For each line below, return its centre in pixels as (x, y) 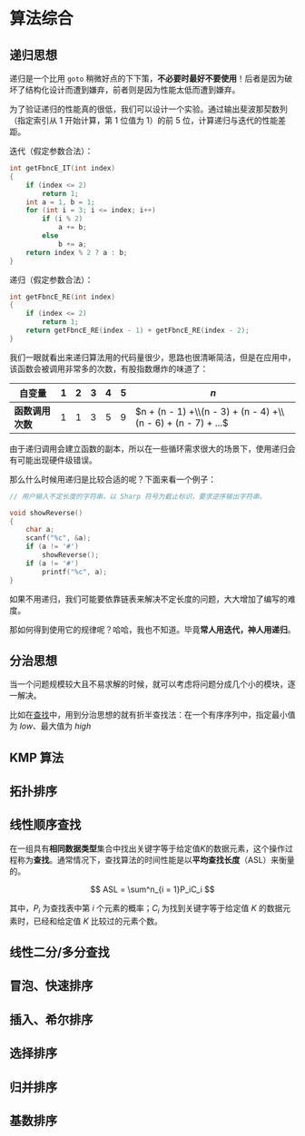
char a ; (40, 530)
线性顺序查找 (45, 825)
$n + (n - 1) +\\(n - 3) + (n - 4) (202, 411)
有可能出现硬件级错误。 (53, 460)
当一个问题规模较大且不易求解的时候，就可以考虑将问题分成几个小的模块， (148, 684)
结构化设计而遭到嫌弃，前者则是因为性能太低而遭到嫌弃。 (133, 90)
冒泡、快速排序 (51, 986)
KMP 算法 (37, 757)
